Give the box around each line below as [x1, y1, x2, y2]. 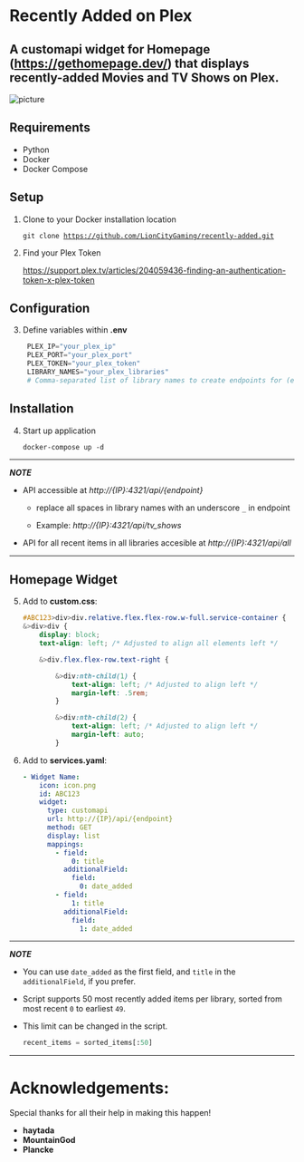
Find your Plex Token [22, 247, 101, 258]
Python [22, 144, 50, 155]
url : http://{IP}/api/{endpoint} [46, 815, 174, 824]
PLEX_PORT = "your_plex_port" [26, 351, 133, 360]
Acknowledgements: [9, 1078, 170, 1098]
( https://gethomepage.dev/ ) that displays [9, 55, 250, 71]
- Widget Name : [22, 772, 81, 781]
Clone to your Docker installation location [22, 214, 176, 225]
